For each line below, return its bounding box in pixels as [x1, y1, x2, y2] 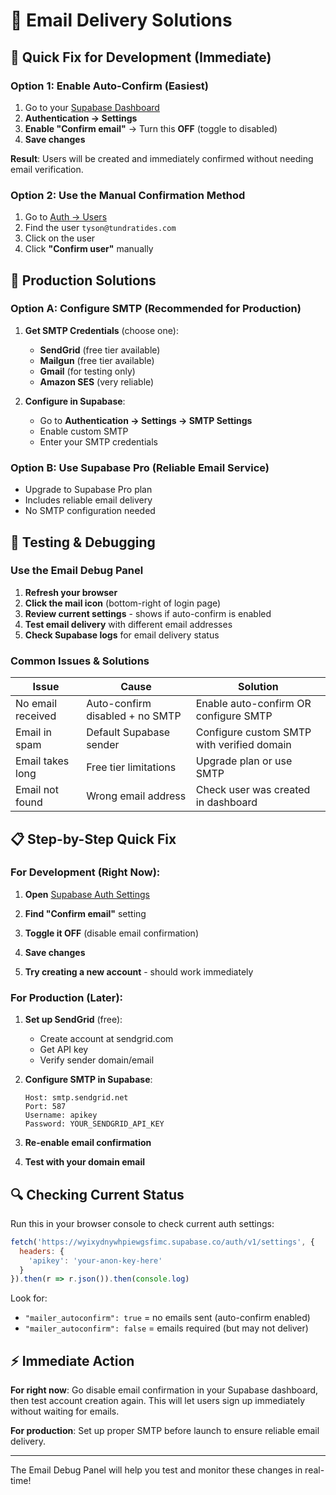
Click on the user [24, 232, 96, 244]
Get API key [39, 1044, 89, 1056]
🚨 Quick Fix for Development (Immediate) [10, 49, 272, 66]
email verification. [10, 163, 84, 175]
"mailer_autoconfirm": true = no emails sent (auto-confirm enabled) [24, 1312, 311, 1324]
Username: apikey [24, 1110, 98, 1121]
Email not [15, 783, 59, 797]
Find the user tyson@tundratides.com [24, 222, 177, 234]
